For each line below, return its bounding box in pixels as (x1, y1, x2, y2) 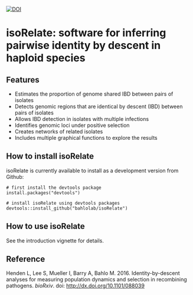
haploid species (6, 51, 86, 65)
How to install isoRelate (6, 151, 94, 162)
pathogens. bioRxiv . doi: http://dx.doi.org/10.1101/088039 (6, 282, 145, 289)
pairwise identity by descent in (6, 39, 161, 53)
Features (6, 74, 40, 85)
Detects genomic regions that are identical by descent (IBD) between (14, 103, 183, 110)
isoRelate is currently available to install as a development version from (6, 167, 179, 174)
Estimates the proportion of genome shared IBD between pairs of (14, 90, 174, 97)
